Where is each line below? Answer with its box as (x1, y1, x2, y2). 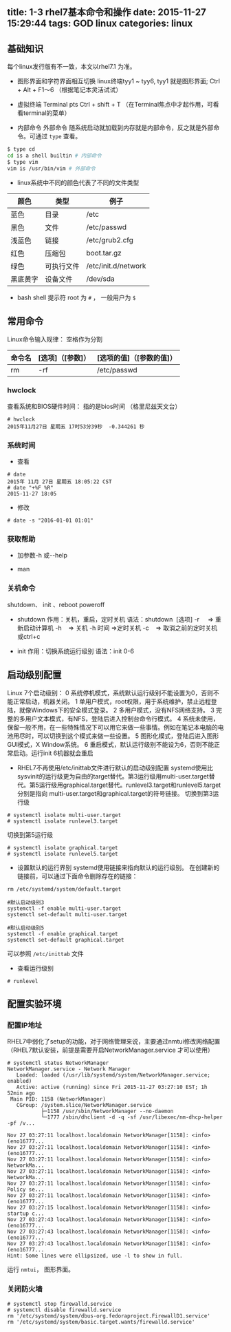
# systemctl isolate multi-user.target (7, 812, 122, 818)
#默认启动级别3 (7, 899, 45, 906)
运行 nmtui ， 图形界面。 (7, 1265, 74, 1273)
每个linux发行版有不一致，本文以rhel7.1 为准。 (7, 63, 136, 71)
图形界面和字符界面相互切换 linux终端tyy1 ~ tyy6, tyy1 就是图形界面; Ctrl (16, 77, 220, 85)
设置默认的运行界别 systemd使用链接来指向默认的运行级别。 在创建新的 (16, 863, 220, 871)
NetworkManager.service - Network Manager (7, 1066, 131, 1072)
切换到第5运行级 (7, 830, 54, 838)
